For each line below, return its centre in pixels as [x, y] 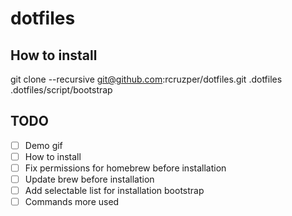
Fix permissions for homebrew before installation [125, 168]
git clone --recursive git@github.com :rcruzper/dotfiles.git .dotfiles [146, 79]
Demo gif [43, 145]
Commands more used [72, 202]
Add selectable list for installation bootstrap [114, 191]
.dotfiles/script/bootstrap [61, 90]
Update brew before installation [89, 179]
